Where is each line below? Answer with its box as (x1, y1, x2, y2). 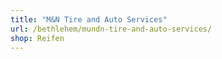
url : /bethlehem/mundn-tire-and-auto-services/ (10, 24, 213, 34)
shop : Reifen (10, 33, 65, 43)
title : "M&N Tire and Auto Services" (10, 14, 168, 25)
